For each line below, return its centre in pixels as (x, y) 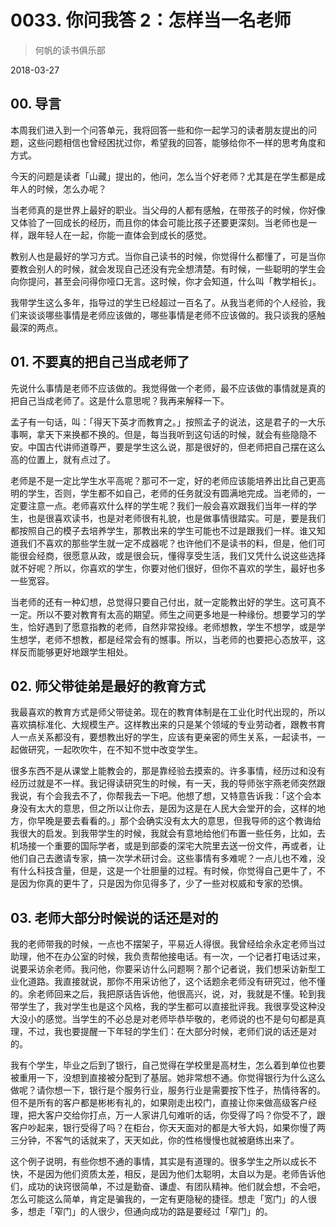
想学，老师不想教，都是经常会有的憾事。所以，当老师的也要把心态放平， (167, 639)
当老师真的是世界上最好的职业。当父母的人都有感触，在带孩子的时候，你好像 (168, 210)
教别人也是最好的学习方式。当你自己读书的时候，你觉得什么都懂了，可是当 (163, 256)
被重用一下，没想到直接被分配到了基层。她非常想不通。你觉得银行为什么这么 (168, 1078)
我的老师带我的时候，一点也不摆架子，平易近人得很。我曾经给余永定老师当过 (168, 944)
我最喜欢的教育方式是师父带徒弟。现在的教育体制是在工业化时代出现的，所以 (168, 712)
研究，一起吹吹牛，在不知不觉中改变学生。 (115, 750)
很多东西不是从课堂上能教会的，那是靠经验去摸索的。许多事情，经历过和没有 (168, 771)
